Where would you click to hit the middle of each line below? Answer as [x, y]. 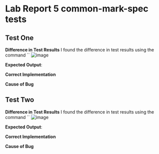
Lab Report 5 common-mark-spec [77, 9]
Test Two [20, 100]
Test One [19, 38]
